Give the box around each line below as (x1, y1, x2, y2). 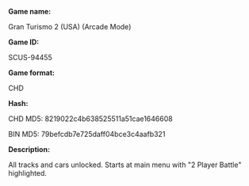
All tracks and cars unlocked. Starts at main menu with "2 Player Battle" (8, 160, 242, 169)
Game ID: (8, 37, 40, 47)
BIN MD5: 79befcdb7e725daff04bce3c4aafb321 (8, 130, 166, 139)
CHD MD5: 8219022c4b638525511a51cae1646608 (8, 114, 173, 123)
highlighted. (8, 169, 48, 177)
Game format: (8, 68, 56, 78)
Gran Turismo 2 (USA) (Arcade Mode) (8, 22, 132, 31)
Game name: (8, 7, 52, 16)
